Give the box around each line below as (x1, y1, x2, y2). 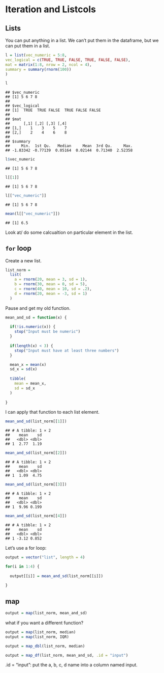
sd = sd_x (14, 386, 36, 391)
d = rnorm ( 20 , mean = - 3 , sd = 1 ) (14, 291, 87, 296)
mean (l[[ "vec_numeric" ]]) (5, 211, 60, 216)
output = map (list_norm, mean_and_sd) (5, 610, 87, 615)
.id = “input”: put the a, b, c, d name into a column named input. (5, 662, 138, 668)
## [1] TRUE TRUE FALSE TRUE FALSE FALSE (5, 108, 101, 113)
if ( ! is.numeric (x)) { (10, 325, 56, 330)
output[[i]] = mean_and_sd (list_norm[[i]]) (10, 573, 103, 579)
